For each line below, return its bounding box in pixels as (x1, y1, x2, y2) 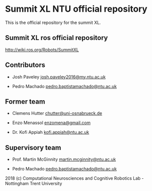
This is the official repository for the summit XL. (5, 20, 101, 25)
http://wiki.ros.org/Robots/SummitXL (5, 46, 79, 52)
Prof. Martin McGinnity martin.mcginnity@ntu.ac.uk (12, 156, 116, 162)
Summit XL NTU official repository (5, 3, 148, 15)
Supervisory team (5, 143, 61, 152)
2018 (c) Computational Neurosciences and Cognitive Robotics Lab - (5, 175, 144, 181)
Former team (5, 97, 46, 106)
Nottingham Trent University (5, 181, 62, 187)
